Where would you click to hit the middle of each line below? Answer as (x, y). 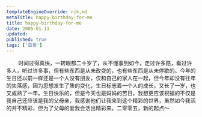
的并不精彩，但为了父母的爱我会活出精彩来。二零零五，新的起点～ (88, 108)
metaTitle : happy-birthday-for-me (50, 17)
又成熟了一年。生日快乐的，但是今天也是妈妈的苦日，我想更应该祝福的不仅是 (101, 93)
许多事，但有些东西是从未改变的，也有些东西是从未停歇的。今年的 (114, 70)
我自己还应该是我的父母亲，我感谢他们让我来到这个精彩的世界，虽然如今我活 (101, 100)
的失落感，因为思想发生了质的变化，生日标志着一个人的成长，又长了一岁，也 (101, 85)
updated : (17, 34)
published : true (26, 40)
